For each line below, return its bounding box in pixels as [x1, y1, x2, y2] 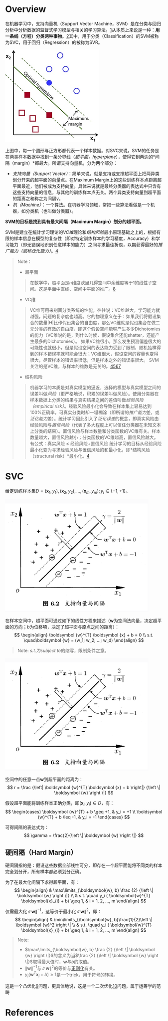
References [5, 1007, 54, 1019]
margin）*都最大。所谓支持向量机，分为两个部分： [13, 160, 118, 166]
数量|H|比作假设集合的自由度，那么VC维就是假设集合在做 [38, 319, 156, 325]
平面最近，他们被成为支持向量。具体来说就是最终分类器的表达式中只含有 [12, 183, 161, 189]
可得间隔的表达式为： [5, 824, 49, 830]
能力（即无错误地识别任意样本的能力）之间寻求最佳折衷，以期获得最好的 [9, 241, 158, 247]
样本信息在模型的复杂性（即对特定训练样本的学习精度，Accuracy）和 [13, 235, 156, 241]
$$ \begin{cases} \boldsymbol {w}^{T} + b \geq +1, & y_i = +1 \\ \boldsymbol [5, 809, 163, 815]
